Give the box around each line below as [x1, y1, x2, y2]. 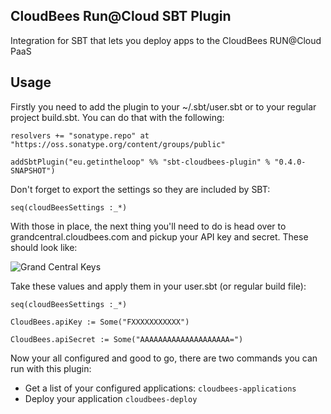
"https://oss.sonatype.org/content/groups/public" [10, 139, 226, 149]
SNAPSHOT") [10, 165, 56, 176]
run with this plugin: [10, 362, 92, 374]
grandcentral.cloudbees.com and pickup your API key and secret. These [10, 230, 309, 243]
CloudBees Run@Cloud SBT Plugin [10, 8, 232, 25]
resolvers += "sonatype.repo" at [10, 130, 150, 141]
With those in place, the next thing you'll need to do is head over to [10, 220, 287, 232]
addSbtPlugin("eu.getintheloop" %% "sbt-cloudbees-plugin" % [10, 157, 271, 167]
